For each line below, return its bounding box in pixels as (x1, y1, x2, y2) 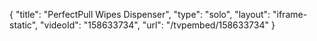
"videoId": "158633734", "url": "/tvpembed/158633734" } (40, 19, 276, 31)
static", (9, 19, 39, 31)
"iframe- (272, 9, 308, 20)
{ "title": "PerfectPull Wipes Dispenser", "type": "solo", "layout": (9, 9, 271, 20)
